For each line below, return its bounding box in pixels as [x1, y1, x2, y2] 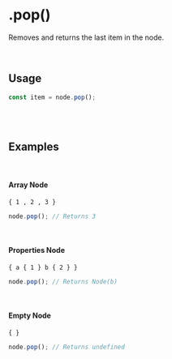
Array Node [8, 180, 49, 190]
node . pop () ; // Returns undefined [8, 343, 126, 351]
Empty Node [8, 310, 51, 321]
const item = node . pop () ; [8, 93, 96, 101]
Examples [8, 140, 59, 154]
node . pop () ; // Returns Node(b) [8, 277, 118, 285]
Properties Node [8, 246, 65, 255]
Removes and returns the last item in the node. [8, 32, 165, 42]
